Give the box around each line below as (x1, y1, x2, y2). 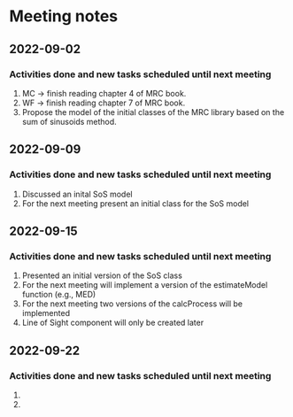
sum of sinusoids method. (21, 116, 117, 127)
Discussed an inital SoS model (21, 189, 133, 199)
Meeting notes (9, 6, 118, 27)
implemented (21, 308, 71, 319)
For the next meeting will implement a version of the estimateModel (21, 280, 268, 290)
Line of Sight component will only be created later (21, 317, 204, 328)
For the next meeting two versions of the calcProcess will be (21, 298, 243, 309)
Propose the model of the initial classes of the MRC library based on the (21, 106, 285, 117)
